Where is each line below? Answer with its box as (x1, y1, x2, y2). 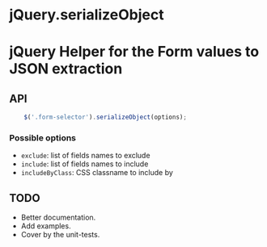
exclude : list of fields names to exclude (20, 151, 150, 161)
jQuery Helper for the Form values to (9, 43, 260, 61)
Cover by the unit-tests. (20, 230, 100, 240)
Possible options (9, 132, 76, 143)
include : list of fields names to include (20, 159, 149, 169)
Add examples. (20, 221, 71, 231)
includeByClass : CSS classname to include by (20, 168, 173, 178)
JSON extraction (9, 60, 123, 78)
